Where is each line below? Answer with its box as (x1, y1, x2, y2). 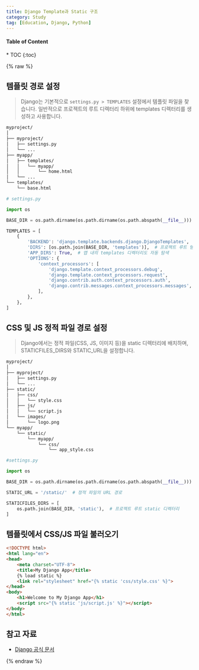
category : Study (6, 14, 46, 20)
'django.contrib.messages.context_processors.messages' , (48, 283, 192, 289)
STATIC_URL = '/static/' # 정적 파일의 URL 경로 (6, 489, 123, 495)
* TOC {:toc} (6, 51, 37, 58)
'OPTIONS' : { (27, 255, 60, 261)
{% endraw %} (6, 658, 43, 665)
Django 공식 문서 (14, 646, 54, 653)
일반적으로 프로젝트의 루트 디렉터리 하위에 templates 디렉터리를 (38, 105, 185, 112)
